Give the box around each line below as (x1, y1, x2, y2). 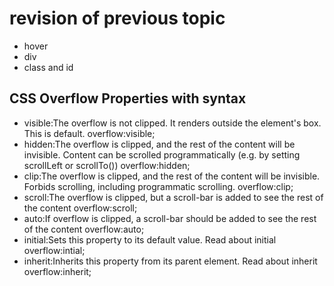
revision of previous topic (9, 7, 226, 30)
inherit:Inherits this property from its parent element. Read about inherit (23, 255, 318, 267)
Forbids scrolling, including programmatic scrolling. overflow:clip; (23, 180, 294, 192)
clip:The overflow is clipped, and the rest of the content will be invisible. (23, 170, 321, 182)
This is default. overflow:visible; (23, 127, 156, 139)
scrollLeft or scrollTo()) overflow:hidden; (23, 159, 191, 171)
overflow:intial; (23, 244, 86, 256)
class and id (23, 61, 74, 73)
